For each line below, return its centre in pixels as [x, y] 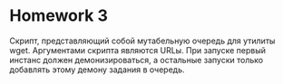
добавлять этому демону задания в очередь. [97, 70]
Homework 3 [59, 16]
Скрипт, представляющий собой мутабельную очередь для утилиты [142, 41]
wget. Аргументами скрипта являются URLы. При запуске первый [137, 50]
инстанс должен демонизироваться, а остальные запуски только [137, 60]
